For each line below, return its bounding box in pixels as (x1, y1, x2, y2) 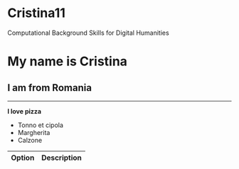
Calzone (17, 136, 43, 144)
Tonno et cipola (17, 121, 64, 129)
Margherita (17, 128, 51, 136)
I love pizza (7, 107, 41, 115)
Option (11, 153, 35, 163)
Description (41, 153, 82, 163)
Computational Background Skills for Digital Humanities (7, 28, 169, 37)
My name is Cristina (7, 53, 128, 70)
